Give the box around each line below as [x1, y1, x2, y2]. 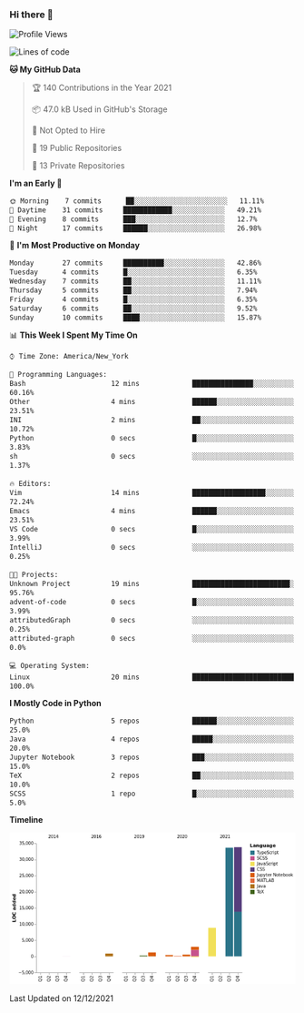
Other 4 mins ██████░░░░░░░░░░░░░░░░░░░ [9, 398, 295, 407]
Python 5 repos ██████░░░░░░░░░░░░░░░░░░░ [9, 716, 295, 726]
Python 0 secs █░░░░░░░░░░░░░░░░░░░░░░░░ [9, 434, 295, 443]
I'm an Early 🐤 [9, 177, 63, 189]
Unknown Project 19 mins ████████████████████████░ [9, 580, 295, 589]
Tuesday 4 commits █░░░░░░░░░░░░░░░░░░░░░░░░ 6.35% [9, 268, 258, 277]
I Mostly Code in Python [9, 698, 102, 709]
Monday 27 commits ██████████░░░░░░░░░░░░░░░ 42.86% [9, 258, 261, 268]
